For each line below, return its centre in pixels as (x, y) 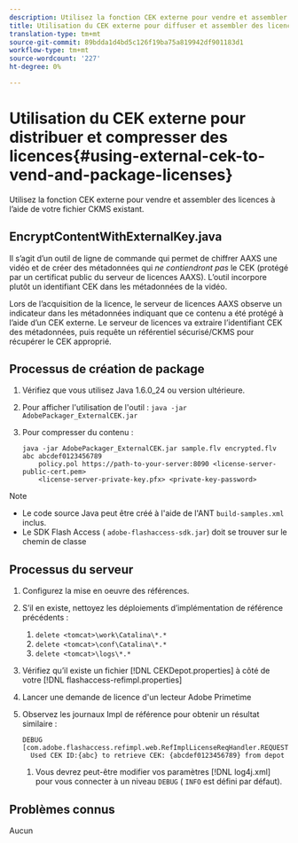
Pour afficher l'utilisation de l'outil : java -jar (105, 408)
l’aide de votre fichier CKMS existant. (77, 208)
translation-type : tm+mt (55, 34)
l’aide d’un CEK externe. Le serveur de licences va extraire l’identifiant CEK (146, 322)
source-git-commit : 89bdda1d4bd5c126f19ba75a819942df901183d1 (126, 42)
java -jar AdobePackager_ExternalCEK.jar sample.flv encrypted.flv (149, 449)
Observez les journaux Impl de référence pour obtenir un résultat (141, 714)
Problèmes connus (62, 809)
